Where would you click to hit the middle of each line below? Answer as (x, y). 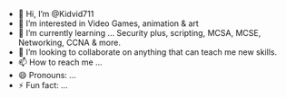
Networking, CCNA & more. (69, 42)
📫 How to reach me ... (60, 62)
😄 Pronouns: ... (47, 75)
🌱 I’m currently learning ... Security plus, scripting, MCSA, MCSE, (139, 33)
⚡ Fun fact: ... (43, 85)
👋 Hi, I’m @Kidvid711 (56, 14)
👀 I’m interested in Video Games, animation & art (108, 23)
